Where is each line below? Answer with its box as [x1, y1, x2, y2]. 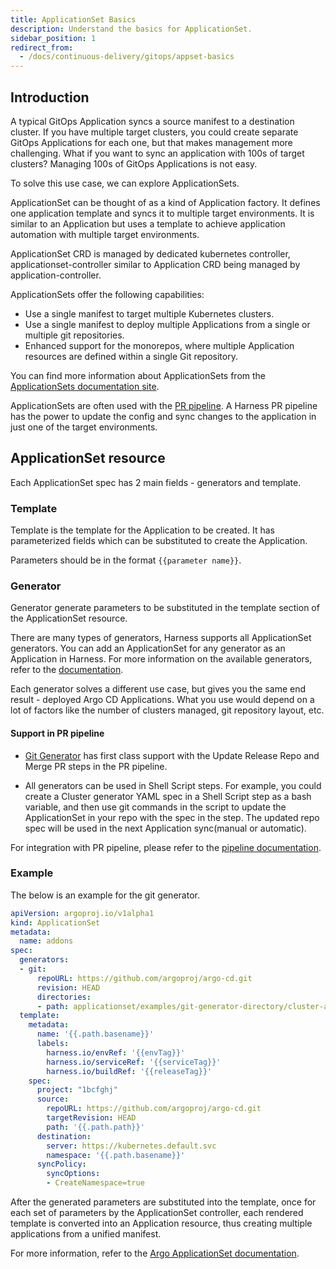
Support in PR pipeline [10, 727, 105, 739]
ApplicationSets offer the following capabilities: [10, 288, 205, 300]
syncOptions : [46, 1169, 101, 1179]
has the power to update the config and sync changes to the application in [10, 410, 317, 422]
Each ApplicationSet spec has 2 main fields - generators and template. [10, 476, 302, 488]
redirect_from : [10, 42, 74, 53]
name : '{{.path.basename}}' [36, 1029, 155, 1040]
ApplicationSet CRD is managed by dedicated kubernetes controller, [10, 247, 291, 260]
